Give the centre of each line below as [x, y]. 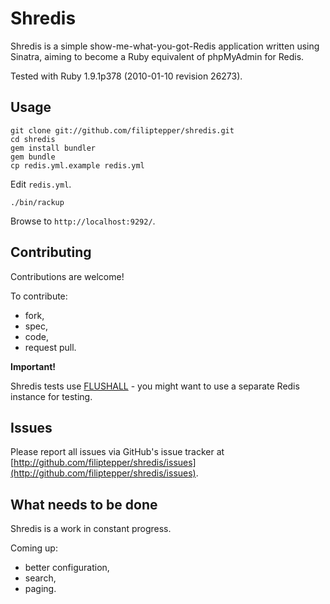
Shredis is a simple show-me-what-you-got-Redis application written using [165, 46]
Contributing [51, 252]
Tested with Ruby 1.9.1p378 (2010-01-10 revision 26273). [126, 76]
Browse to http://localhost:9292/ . [83, 221]
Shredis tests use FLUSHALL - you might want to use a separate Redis [155, 386]
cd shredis [33, 139]
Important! [33, 366]
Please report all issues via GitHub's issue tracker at [117, 452]
